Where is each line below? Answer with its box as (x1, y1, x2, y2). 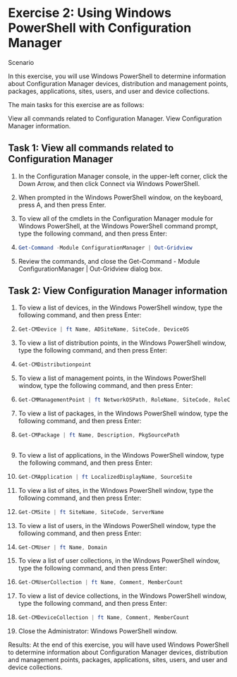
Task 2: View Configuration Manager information (8, 285, 228, 297)
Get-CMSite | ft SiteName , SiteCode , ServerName (18, 508, 164, 516)
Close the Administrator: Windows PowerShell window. (18, 627, 178, 635)
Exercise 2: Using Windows (8, 5, 172, 21)
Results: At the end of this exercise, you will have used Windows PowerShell (8, 640, 229, 649)
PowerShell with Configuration (8, 20, 192, 36)
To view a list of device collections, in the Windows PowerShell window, (18, 592, 227, 600)
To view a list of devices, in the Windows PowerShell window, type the (18, 303, 223, 312)
